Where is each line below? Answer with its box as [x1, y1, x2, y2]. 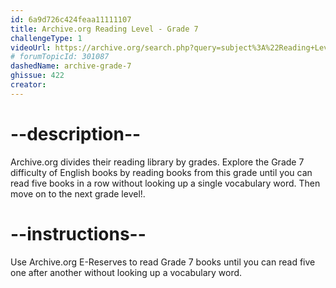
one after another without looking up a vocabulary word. [10, 266, 243, 278]
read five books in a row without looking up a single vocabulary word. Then [10, 177, 321, 189]
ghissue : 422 [10, 71, 65, 81]
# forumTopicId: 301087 [10, 52, 110, 62]
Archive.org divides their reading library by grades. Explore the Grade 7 [10, 156, 305, 168]
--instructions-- [10, 222, 147, 245]
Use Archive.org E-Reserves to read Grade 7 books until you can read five [10, 256, 316, 268]
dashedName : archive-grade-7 [10, 61, 132, 71]
